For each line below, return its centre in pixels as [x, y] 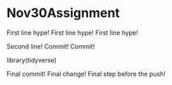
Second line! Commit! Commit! [51, 46]
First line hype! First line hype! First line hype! [72, 33]
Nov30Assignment [63, 13]
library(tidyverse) [32, 60]
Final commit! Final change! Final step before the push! [86, 74]
